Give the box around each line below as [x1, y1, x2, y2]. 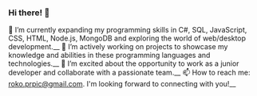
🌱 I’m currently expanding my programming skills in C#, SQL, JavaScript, [8, 25, 247, 35]
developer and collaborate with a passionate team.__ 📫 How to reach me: [8, 67, 251, 78]
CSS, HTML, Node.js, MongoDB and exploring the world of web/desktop [8, 33, 246, 43]
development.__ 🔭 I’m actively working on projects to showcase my [8, 42, 228, 52]
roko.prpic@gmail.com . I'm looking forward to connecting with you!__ [8, 79, 236, 89]
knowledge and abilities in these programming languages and [8, 51, 211, 60]
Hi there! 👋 [8, 7, 50, 18]
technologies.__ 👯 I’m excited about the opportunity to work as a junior [8, 59, 239, 68]
